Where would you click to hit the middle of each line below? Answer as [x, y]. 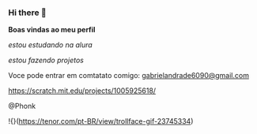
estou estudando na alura [50, 45]
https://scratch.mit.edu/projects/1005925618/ [82, 91]
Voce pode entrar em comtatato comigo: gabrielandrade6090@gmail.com [128, 76]
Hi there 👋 [28, 13]
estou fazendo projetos [46, 60]
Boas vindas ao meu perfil [52, 30]
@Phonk [22, 106]
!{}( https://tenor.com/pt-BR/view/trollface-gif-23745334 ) [101, 121]
